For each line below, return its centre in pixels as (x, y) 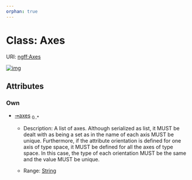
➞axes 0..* (27, 116)
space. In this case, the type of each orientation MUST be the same (104, 153)
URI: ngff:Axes (23, 57)
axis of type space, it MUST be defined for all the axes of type (98, 147)
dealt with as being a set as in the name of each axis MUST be (99, 134)
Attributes (25, 86)
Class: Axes (36, 40)
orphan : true (22, 11)
